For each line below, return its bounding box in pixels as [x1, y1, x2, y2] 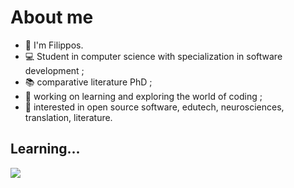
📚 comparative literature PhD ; [24, 76, 153, 88]
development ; [24, 64, 85, 76]
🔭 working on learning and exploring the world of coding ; [24, 90, 263, 102]
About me [10, 6, 94, 29]
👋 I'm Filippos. [24, 39, 84, 51]
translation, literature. [24, 111, 113, 123]
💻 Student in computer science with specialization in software [24, 50, 283, 62]
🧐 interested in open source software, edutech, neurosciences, [24, 101, 285, 113]
